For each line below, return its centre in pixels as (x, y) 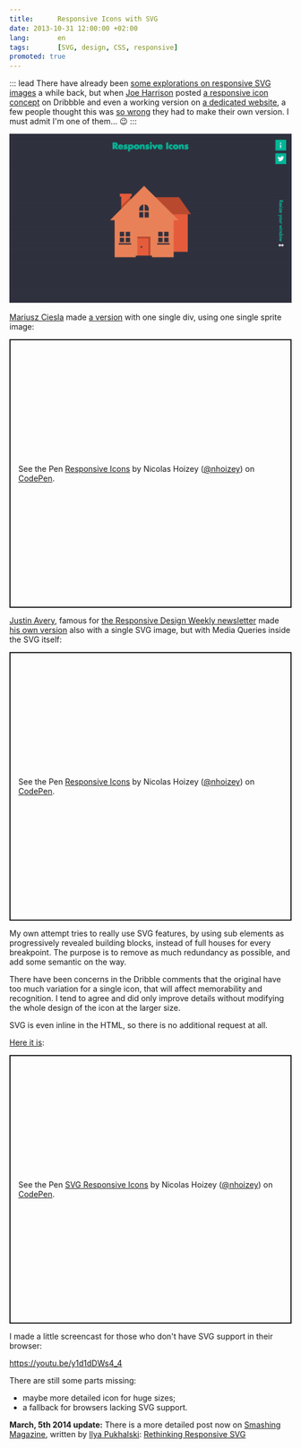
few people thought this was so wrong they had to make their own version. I (149, 112)
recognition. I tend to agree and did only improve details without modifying (147, 998)
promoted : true (38, 57)
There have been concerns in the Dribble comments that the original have (145, 980)
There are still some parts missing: (73, 1381)
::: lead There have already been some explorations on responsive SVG (140, 83)
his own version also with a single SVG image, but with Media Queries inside (150, 630)
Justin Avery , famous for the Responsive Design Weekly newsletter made (144, 621)
